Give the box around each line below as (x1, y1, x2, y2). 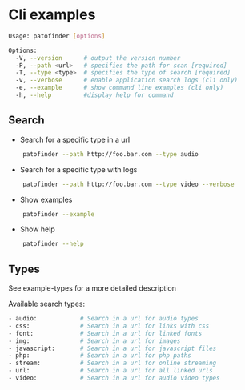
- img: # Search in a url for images (8, 336, 181, 345)
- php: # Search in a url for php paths (8, 352, 192, 360)
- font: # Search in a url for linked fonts (8, 329, 203, 337)
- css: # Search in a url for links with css (8, 322, 210, 330)
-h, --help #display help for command (15, 91, 174, 99)
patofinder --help (22, 240, 84, 248)
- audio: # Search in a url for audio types (8, 315, 199, 323)
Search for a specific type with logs (19, 164, 138, 174)
